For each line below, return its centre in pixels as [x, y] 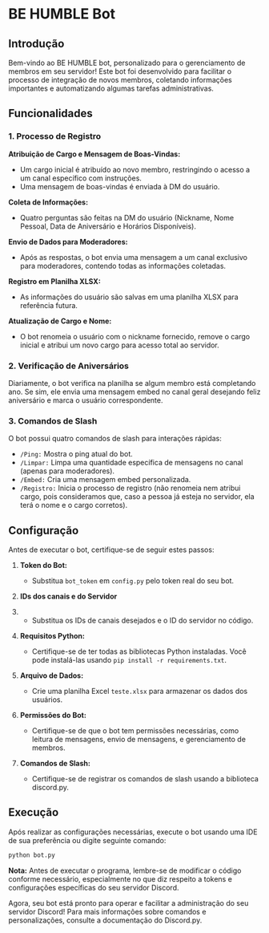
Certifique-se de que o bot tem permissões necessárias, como [135, 731]
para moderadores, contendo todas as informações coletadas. [123, 266]
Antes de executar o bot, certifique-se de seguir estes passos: [111, 550]
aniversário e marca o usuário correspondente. [86, 400]
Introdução [36, 44]
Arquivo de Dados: [52, 675]
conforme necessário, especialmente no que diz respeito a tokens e [120, 878]
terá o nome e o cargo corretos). [74, 505]
